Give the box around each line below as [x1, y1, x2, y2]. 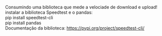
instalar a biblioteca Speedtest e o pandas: [5, 9, 93, 15]
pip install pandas [5, 20, 41, 26]
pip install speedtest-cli [5, 15, 53, 20]
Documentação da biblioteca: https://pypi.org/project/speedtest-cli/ [5, 25, 145, 31]
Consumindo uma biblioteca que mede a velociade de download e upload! [5, 4, 158, 10]
